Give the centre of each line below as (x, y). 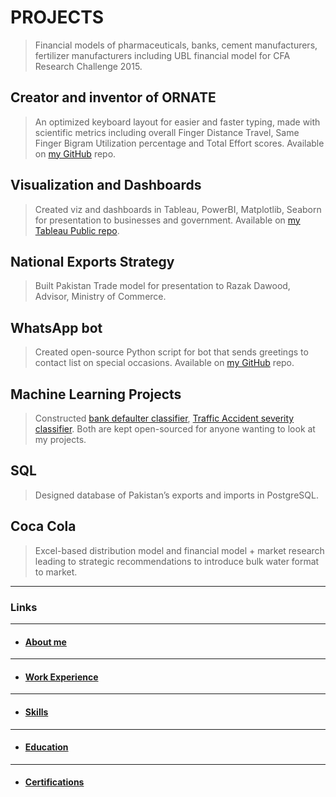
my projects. (60, 439)
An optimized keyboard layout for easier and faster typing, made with (177, 122)
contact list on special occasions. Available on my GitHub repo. (164, 363)
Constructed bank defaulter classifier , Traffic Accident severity (164, 418)
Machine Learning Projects (96, 394)
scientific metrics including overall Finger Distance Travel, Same (167, 132)
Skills (36, 712)
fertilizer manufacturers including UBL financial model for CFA (162, 55)
